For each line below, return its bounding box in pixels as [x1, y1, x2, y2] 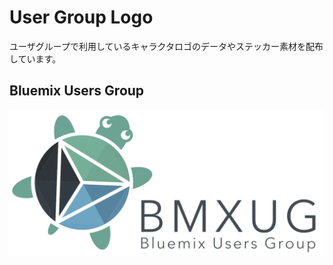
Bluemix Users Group [9, 82, 145, 100]
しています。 [9, 52, 62, 65]
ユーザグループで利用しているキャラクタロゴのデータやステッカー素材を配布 [9, 40, 324, 52]
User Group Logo [9, 6, 154, 29]
